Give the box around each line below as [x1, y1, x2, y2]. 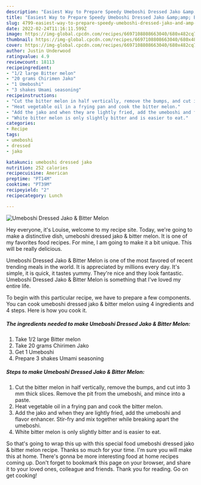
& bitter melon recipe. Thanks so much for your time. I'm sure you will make [6, 446, 193, 453]
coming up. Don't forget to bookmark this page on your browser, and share [6, 459, 191, 466]
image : [6, 31, 23, 37]
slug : [6, 20, 20, 26]
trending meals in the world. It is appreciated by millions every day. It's [6, 263, 180, 270]
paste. [14, 396, 31, 403]
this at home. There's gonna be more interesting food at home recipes [6, 453, 179, 460]
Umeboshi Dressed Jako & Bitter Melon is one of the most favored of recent [6, 256, 193, 264]
